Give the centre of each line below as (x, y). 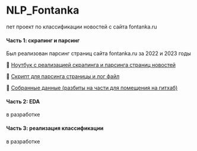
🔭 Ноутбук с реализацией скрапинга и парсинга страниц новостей (91, 65)
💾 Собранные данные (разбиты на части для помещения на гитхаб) (92, 88)
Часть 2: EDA (23, 101)
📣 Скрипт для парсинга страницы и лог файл (63, 76)
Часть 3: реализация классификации (55, 128)
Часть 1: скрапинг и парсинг (43, 40)
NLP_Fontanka (43, 10)
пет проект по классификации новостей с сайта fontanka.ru (82, 27)
